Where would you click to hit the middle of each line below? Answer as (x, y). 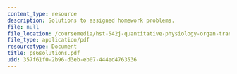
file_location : (30, 33)
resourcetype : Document (42, 47)
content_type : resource (42, 14)
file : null (23, 27)
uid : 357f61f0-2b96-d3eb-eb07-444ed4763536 (72, 60)
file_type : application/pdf (49, 40)
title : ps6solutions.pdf (44, 54)
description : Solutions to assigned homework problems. (91, 20)
